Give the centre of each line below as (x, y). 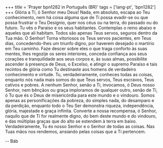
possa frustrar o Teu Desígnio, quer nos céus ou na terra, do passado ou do (81, 22)
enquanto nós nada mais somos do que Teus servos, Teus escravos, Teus (80, 80)
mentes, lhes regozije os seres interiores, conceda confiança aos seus (76, 54)
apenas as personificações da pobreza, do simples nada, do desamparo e (80, 100)
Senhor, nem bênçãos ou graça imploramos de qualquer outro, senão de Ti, (81, 90)
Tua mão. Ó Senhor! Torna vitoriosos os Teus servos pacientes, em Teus (78, 38)
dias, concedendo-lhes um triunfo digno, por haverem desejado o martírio (80, 43)
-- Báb (12, 141)
